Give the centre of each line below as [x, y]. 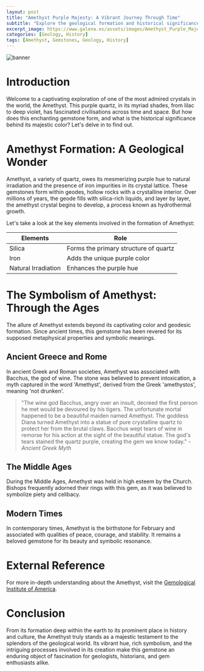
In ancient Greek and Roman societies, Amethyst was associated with [93, 371]
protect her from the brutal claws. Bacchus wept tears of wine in [102, 428]
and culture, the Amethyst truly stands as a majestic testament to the [92, 637]
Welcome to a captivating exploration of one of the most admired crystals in [101, 98]
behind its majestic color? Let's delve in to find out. [70, 125]
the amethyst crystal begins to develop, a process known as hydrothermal [99, 205]
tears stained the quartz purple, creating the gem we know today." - [106, 441]
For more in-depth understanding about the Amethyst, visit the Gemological [101, 583]
